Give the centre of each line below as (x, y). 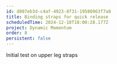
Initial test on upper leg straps (42, 55)
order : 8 (17, 33)
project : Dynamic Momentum (39, 28)
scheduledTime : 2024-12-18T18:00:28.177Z (57, 22)
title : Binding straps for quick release (57, 17)
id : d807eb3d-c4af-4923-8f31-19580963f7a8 (58, 11)
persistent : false (28, 38)
